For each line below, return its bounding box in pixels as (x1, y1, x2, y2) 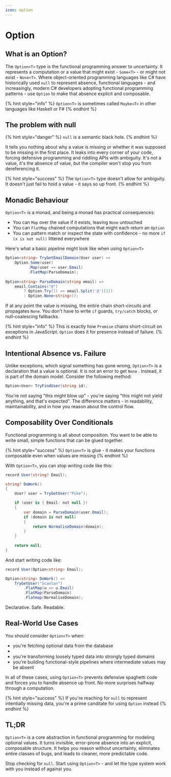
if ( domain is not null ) (23, 514, 77, 520)
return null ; (14, 543, 42, 548)
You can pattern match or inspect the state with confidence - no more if (12, 230, 166, 237)
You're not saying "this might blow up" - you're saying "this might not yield (5, 392, 162, 398)
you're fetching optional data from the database (12, 642, 113, 649)
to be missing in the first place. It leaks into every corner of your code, (5, 149, 153, 156)
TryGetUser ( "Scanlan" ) (14, 581, 63, 586)
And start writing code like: (5, 557, 62, 563)
